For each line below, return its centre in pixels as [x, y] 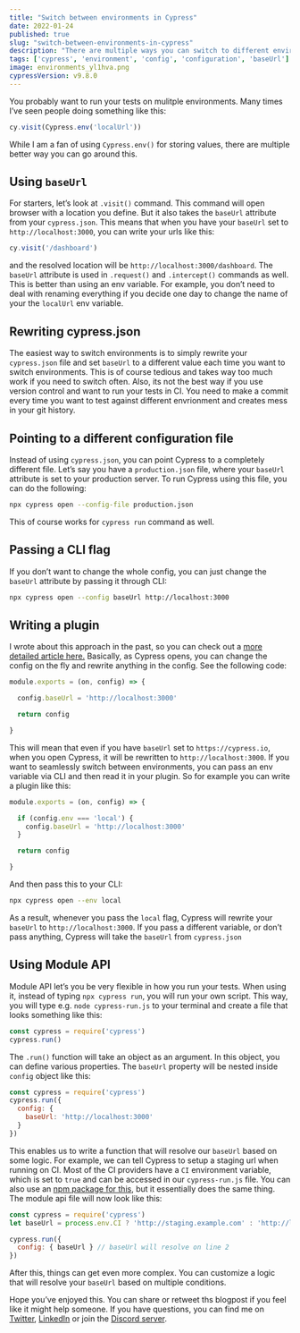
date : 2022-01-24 [42, 26]
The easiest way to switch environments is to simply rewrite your [129, 353]
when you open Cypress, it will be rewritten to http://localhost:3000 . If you [150, 757]
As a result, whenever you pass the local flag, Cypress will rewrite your [141, 917]
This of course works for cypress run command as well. [112, 522]
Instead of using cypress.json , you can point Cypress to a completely [137, 459]
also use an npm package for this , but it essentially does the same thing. [142, 1189]
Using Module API [60, 965]
